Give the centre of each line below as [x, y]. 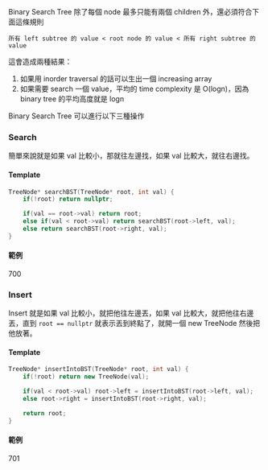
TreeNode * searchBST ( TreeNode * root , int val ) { [91, 192]
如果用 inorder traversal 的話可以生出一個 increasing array [116, 78]
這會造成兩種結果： [40, 62]
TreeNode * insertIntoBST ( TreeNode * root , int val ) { [99, 369]
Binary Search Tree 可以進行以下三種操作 [76, 116]
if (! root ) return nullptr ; [68, 200]
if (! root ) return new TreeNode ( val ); [86, 377]
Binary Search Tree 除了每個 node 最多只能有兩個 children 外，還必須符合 [130, 12]
